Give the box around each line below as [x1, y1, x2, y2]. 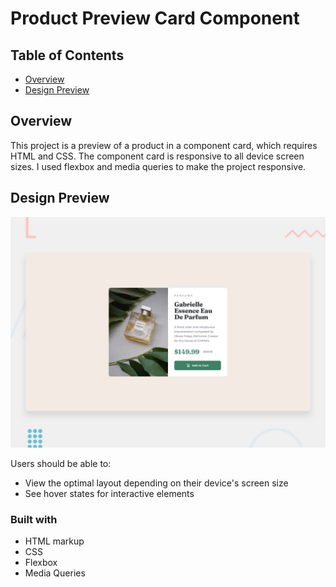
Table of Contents [10, 47, 125, 64]
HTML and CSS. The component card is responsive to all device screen [10, 150, 305, 162]
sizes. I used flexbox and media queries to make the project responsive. [10, 160, 307, 172]
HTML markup [24, 535, 85, 547]
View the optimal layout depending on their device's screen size [24, 477, 289, 489]
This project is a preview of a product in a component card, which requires [10, 139, 318, 151]
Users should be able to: [10, 457, 112, 469]
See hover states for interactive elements [24, 487, 195, 499]
